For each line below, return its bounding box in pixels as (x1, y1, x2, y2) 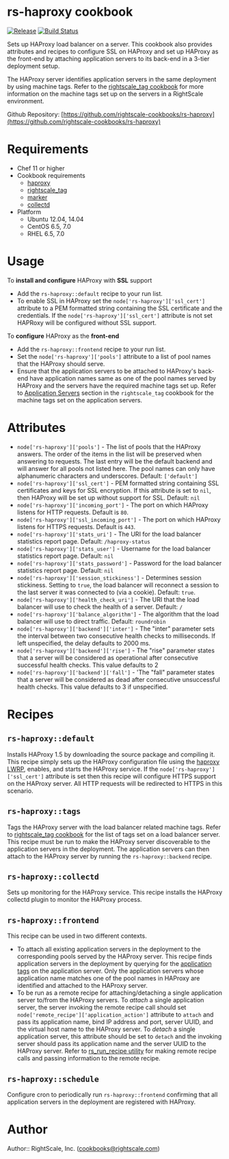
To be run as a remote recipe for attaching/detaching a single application (16, 989, 223, 997)
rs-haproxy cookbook (7, 4, 133, 20)
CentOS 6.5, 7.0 (27, 222, 72, 230)
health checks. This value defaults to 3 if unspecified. (16, 683, 169, 691)
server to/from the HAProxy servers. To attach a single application (16, 996, 204, 1004)
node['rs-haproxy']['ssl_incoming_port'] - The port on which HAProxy (16, 515, 221, 524)
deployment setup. (7, 62, 60, 70)
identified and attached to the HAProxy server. (16, 982, 148, 990)
